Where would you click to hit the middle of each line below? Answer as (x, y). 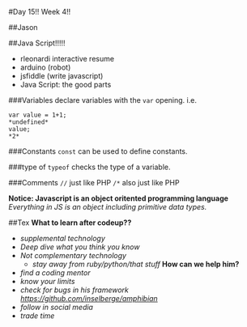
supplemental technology (62, 238)
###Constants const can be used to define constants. (98, 151)
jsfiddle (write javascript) (62, 76)
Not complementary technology (73, 255)
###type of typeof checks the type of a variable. (89, 167)
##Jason (23, 27)
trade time (37, 316)
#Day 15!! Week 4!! (40, 12)
